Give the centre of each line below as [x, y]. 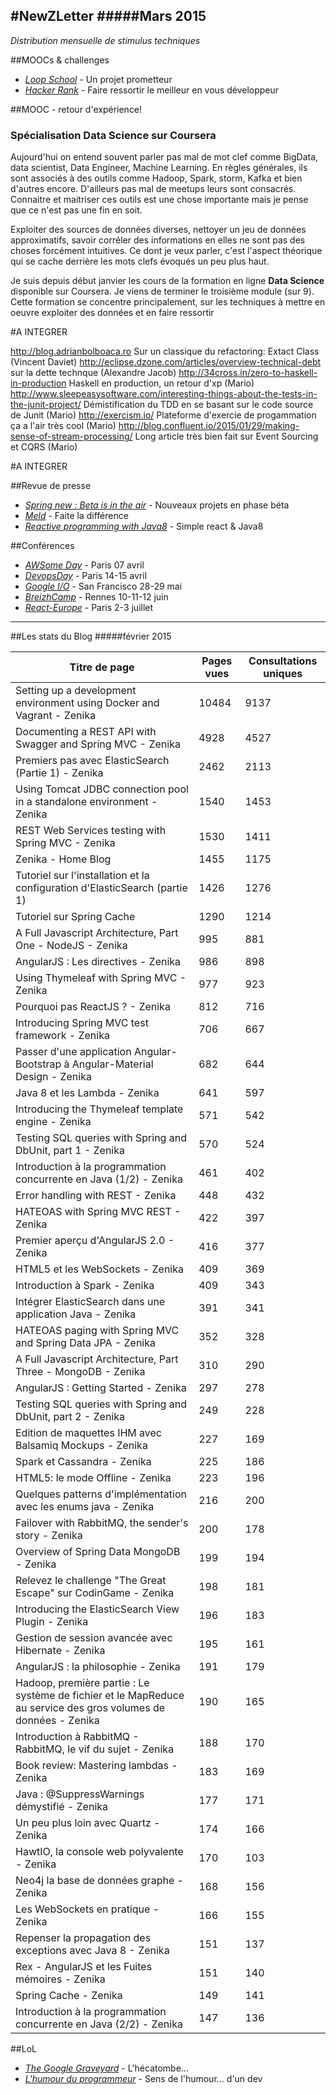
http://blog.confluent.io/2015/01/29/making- [209, 426]
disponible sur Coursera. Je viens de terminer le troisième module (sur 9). [162, 291]
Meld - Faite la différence [76, 516]
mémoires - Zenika [60, 1979]
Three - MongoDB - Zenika [80, 1372]
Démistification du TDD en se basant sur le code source [198, 405]
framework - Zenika [62, 1036]
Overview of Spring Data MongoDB [98, 1552]
